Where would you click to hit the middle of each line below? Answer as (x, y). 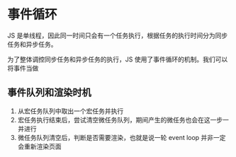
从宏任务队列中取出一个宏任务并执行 (71, 111)
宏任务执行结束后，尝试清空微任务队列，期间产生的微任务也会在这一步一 (123, 120)
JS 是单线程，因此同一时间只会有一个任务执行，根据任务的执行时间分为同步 (118, 35)
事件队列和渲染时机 (49, 93)
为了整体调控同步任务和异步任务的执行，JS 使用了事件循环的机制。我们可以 (118, 59)
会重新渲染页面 (39, 146)
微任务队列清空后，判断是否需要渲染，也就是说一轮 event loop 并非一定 (122, 137)
